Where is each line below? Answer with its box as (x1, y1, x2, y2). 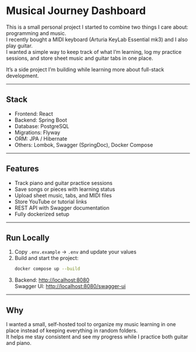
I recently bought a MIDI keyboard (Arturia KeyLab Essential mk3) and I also (6, 36, 188, 43)
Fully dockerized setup (14, 210, 69, 217)
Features (6, 164, 39, 174)
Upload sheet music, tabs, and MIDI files (14, 192, 112, 199)
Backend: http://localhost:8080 (14, 276, 90, 283)
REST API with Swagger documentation (14, 204, 110, 211)
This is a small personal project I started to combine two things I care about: (6, 23, 188, 30)
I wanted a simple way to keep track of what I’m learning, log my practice (6, 48, 182, 55)
